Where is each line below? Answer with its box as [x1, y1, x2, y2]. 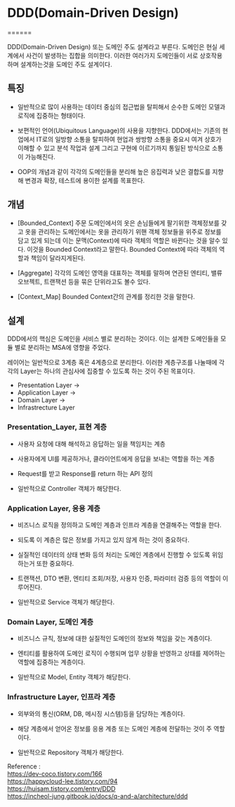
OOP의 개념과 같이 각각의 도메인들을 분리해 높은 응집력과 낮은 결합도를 [17, 167, 211, 176]
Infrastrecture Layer [17, 403, 75, 412]
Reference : [7, 762, 41, 771]
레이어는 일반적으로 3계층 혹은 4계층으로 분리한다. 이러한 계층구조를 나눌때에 [7, 358, 217, 367]
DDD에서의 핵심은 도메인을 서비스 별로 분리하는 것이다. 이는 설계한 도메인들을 [7, 334, 219, 343]
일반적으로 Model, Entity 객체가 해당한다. [17, 673, 131, 681]
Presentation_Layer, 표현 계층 [7, 422, 107, 432]
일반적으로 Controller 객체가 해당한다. [17, 484, 121, 492]
